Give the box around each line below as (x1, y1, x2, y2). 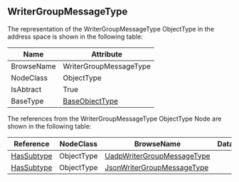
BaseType (11, 96, 44, 106)
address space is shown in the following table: (7, 32, 144, 41)
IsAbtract (11, 84, 42, 94)
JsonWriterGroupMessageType (105, 162, 209, 172)
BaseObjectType (63, 96, 119, 106)
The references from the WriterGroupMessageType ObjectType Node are (7, 114, 222, 123)
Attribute (91, 49, 123, 59)
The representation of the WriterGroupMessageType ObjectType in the (7, 24, 215, 33)
